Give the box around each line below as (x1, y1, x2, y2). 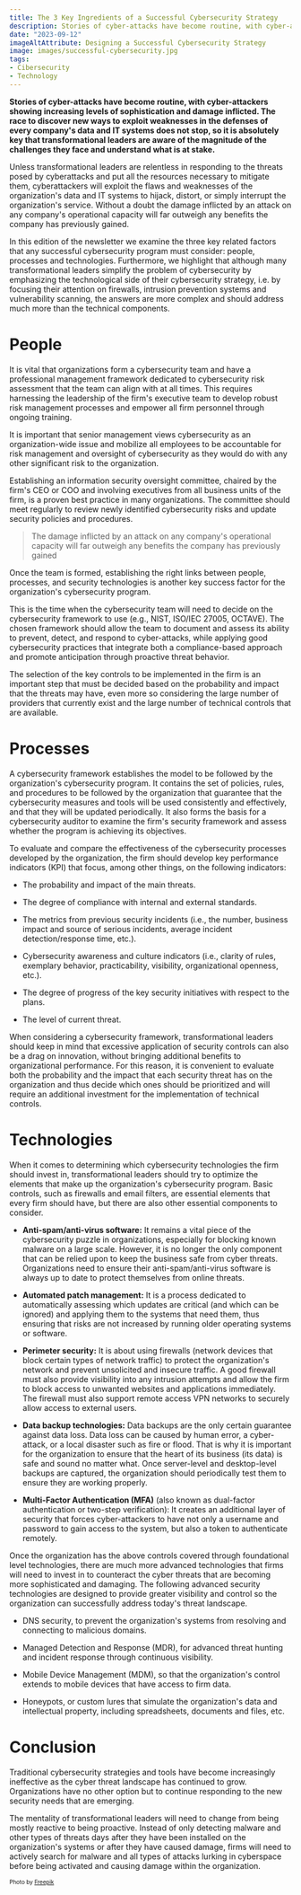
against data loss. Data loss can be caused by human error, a (21, 1429, 248, 1440)
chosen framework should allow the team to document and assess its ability (9, 622, 289, 633)
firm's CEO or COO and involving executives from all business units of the (9, 484, 282, 495)
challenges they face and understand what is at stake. (9, 144, 216, 154)
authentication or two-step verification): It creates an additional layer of (21, 1503, 287, 1514)
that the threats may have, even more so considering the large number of (9, 688, 279, 699)
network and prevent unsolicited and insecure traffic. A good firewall (21, 1364, 276, 1375)
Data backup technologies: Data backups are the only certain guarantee (21, 1420, 292, 1431)
